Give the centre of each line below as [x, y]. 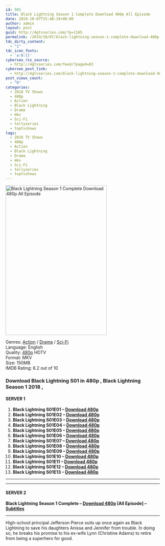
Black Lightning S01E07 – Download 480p [56, 441]
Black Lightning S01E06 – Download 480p [56, 436]
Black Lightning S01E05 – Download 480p [56, 431]
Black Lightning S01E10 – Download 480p [56, 457]
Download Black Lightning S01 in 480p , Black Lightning [73, 381]
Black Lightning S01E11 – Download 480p [55, 462]
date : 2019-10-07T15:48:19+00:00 [40, 19]
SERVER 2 [16, 492]
